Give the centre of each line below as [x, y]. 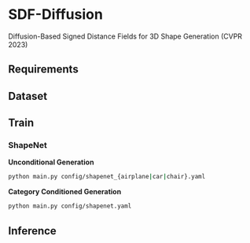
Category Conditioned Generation [65, 192]
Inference [32, 231]
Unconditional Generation [51, 162]
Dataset [28, 96]
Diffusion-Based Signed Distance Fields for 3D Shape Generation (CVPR [125, 36]
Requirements [43, 70]
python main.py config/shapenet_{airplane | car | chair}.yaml [107, 177]
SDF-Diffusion [56, 15]
